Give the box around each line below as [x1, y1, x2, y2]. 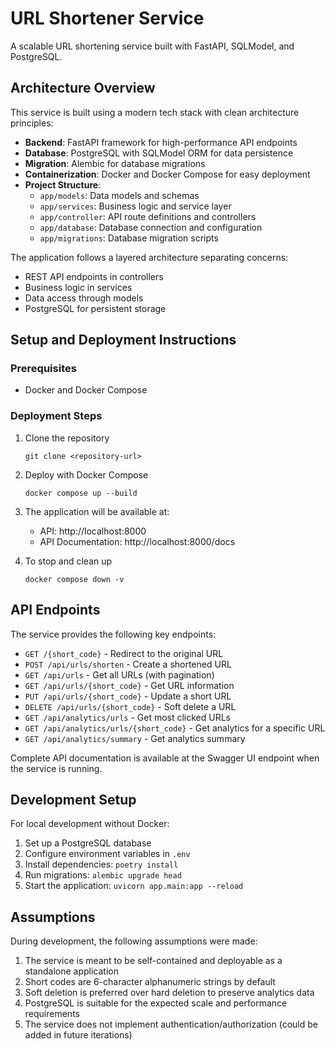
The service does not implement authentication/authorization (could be [24, 1018, 318, 1031]
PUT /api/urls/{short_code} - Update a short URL [24, 690, 232, 702]
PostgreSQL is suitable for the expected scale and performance [24, 997, 288, 1009]
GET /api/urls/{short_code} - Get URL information [24, 679, 235, 691]
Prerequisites [10, 362, 77, 376]
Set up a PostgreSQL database [24, 837, 152, 849]
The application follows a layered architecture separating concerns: [10, 251, 289, 263]
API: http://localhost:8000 [39, 525, 147, 537]
